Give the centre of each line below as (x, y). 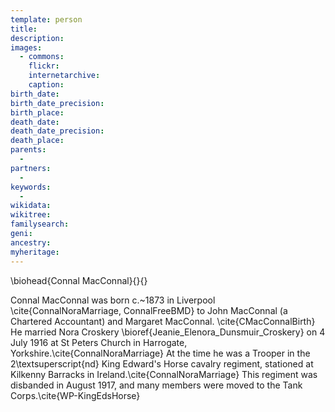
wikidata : (31, 206)
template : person (46, 19)
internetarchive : (64, 76)
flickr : (44, 66)
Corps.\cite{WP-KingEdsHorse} (75, 395)
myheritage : (35, 252)
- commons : (42, 57)
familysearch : (40, 224)
